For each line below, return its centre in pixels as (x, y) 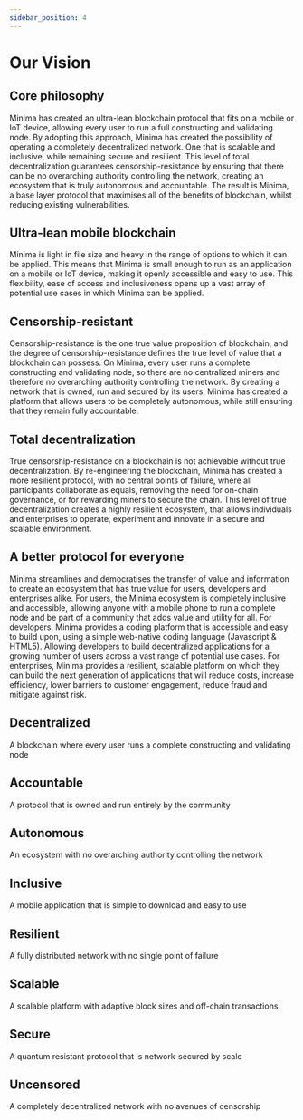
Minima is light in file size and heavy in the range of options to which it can (148, 255)
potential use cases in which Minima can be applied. (107, 293)
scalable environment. (51, 529)
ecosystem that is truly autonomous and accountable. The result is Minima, (149, 185)
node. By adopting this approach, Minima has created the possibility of (141, 137)
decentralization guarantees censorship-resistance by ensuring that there (147, 166)
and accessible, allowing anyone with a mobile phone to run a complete (142, 607)
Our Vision (50, 62)
